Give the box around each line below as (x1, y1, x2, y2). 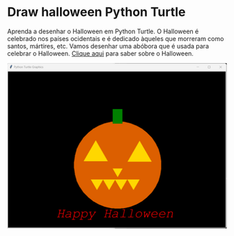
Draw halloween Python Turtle (7, 4, 186, 20)
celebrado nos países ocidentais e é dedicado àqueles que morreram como (7, 34, 224, 42)
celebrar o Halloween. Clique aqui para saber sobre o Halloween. (7, 49, 194, 58)
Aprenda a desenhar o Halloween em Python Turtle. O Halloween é (7, 27, 199, 35)
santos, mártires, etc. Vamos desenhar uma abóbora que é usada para (7, 42, 209, 50)
